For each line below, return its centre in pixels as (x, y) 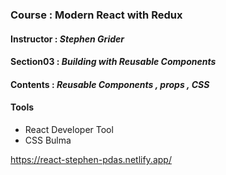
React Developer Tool (69, 129)
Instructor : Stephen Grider (67, 39)
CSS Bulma (48, 140)
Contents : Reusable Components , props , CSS (110, 84)
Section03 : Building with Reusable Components (113, 62)
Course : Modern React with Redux (96, 15)
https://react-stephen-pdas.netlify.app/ (91, 159)
